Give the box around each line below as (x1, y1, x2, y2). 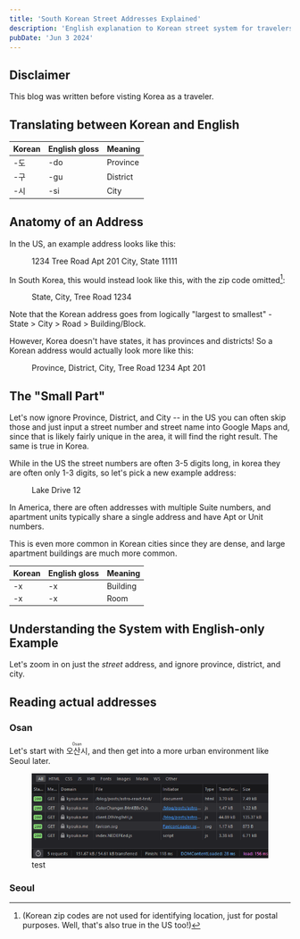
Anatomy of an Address (9, 214, 144, 230)
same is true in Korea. (9, 440, 89, 451)
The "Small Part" (9, 389, 105, 404)
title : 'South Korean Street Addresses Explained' (9, 14, 202, 23)
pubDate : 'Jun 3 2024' (9, 33, 94, 42)
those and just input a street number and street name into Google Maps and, (9, 422, 290, 432)
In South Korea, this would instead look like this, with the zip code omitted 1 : (9, 272, 286, 285)
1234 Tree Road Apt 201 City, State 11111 (31, 256, 179, 266)
